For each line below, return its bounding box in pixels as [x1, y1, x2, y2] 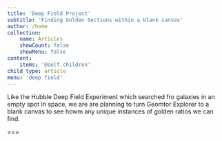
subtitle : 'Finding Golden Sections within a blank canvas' [7, 17, 184, 23]
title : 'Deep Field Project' [7, 10, 91, 17]
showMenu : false [19, 49, 67, 56]
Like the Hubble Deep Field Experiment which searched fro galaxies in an [7, 93, 215, 101]
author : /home [7, 23, 48, 30]
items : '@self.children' [19, 61, 91, 68]
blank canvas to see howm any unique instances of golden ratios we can [7, 107, 214, 116]
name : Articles [19, 36, 63, 43]
